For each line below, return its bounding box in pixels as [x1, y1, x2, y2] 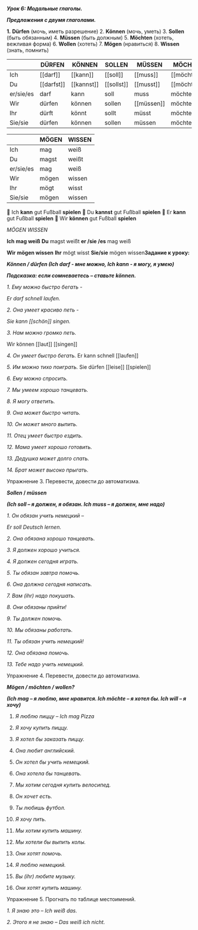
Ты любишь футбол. [15, 804, 66, 811]
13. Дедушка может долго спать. [6, 455, 90, 462]
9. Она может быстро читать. [6, 410, 81, 416]
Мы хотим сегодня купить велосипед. [15, 781, 111, 788]
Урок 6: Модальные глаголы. [6, 5, 83, 12]
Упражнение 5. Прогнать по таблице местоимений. [6, 896, 136, 902]
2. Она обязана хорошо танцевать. [6, 535, 95, 542]
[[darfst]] [39, 80, 66, 88]
